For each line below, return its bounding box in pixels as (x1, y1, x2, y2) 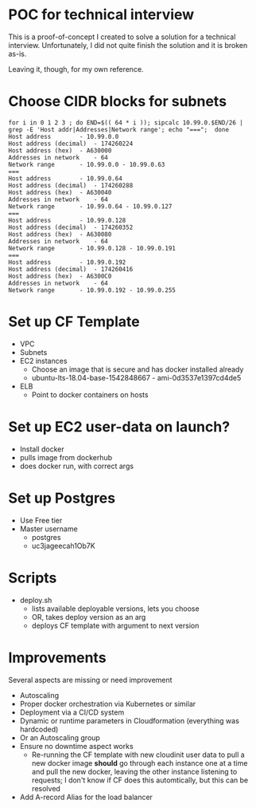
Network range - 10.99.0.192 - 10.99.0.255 (8, 286, 176, 294)
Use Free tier (19, 515, 63, 525)
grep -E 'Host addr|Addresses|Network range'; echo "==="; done (8, 125, 229, 133)
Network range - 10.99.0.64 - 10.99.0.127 (8, 202, 173, 211)
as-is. (8, 49, 27, 58)
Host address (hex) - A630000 (8, 146, 112, 155)
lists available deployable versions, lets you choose (31, 604, 200, 613)
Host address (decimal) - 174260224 (8, 140, 134, 148)
